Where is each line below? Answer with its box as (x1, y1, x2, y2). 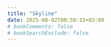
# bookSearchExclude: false (7, 29, 89, 37)
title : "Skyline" (7, 10, 58, 17)
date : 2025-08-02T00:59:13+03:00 (7, 17, 105, 23)
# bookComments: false (7, 23, 73, 30)
